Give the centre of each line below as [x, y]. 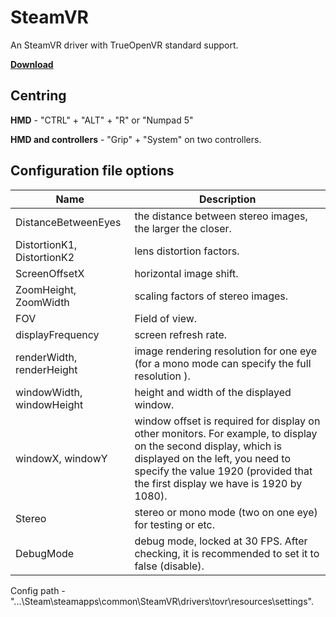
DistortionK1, [46, 244]
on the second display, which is [208, 446]
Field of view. [166, 318]
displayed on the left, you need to [213, 458]
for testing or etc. [175, 524]
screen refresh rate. [181, 334]
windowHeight [49, 404]
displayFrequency [57, 334]
